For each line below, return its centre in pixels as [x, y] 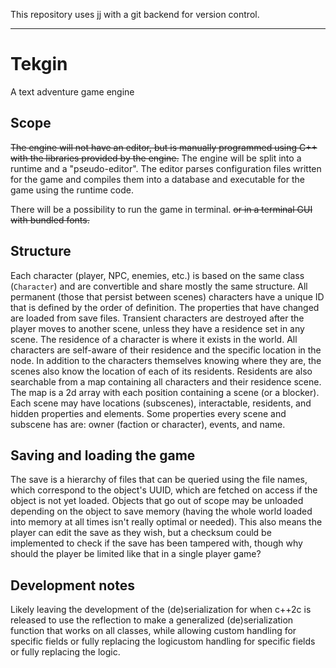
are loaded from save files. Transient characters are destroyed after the [157, 318]
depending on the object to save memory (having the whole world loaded [161, 511]
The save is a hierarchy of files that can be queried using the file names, [159, 480]
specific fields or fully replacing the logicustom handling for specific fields [163, 641]
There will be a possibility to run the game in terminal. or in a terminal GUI [161, 209]
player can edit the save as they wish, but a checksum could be [141, 533]
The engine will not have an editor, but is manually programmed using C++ [164, 147]
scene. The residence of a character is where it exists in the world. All [154, 339]
